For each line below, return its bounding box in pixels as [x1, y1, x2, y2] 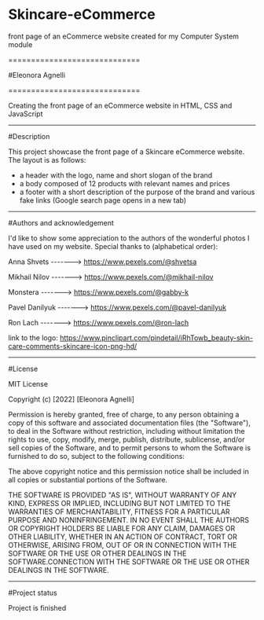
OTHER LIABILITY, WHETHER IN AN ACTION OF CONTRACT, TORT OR [8, 532, 237, 541]
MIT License [8, 379, 49, 388]
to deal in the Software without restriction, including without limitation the [8, 426, 245, 435]
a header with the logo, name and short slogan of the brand [19, 171, 213, 180]
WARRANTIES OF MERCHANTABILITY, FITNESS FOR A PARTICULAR [8, 507, 230, 516]
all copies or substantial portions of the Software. [8, 475, 167, 484]
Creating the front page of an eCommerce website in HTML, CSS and [8, 101, 233, 110]
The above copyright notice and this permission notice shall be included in [8, 466, 249, 476]
